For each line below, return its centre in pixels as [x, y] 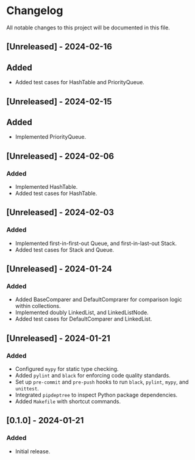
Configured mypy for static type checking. [67, 369]
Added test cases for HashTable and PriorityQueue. [80, 82]
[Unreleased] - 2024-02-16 [59, 47]
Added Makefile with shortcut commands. [68, 401]
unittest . [27, 389]
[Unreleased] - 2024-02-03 [60, 212]
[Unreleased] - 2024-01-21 [58, 338]
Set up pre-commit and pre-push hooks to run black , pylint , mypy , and [102, 382]
